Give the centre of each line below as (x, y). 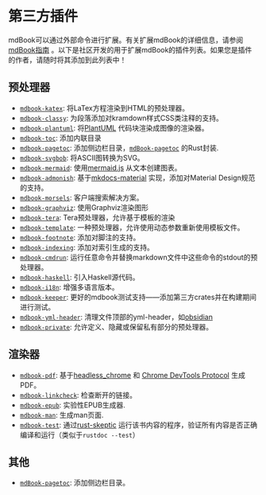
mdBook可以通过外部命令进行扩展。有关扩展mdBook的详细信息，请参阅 (126, 40)
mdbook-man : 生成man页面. (62, 415)
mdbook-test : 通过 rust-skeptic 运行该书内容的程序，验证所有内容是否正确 (139, 425)
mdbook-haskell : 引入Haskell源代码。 (79, 277)
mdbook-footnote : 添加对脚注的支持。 (80, 237)
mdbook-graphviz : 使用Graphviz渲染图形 (84, 207)
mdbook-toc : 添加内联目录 (60, 138)
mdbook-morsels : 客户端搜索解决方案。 (82, 197)
